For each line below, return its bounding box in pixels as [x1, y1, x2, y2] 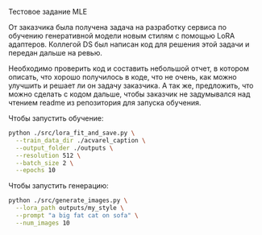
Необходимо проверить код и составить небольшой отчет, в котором [8, 64, 250, 73]
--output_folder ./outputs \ [15, 144, 114, 152]
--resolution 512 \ [15, 151, 81, 159]
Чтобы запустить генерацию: [8, 181, 109, 191]
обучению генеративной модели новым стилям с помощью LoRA [8, 31, 235, 40]
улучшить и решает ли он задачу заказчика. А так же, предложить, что [8, 80, 254, 90]
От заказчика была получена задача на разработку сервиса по [8, 23, 227, 31]
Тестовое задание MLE [8, 7, 88, 16]
